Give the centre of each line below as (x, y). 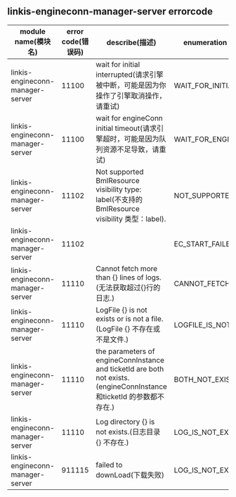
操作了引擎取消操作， (131, 96)
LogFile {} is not (122, 310)
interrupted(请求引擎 (130, 75)
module (33, 31)
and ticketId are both (130, 369)
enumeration (205, 42)
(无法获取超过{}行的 (128, 287)
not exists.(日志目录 (128, 432)
